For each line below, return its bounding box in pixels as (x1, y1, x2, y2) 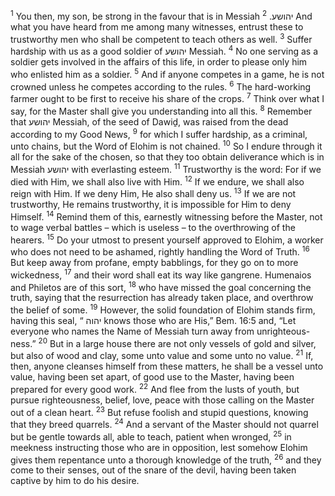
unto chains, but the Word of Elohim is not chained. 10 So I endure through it (10, 139, 323, 152)
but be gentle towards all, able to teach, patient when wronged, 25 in (10, 429, 292, 443)
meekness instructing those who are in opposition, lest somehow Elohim (10, 441, 308, 453)
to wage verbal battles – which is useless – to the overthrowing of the (10, 221, 296, 233)
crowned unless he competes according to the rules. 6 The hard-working (10, 79, 312, 93)
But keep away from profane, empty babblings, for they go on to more (10, 256, 299, 268)
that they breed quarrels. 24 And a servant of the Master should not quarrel (10, 417, 319, 431)
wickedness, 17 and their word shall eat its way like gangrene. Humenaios (10, 267, 312, 281)
